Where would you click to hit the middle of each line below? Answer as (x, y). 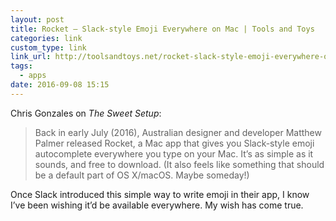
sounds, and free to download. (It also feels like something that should (179, 164)
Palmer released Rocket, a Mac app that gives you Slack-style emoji (174, 143)
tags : (21, 66)
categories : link (46, 38)
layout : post (37, 19)
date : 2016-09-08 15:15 (60, 85)
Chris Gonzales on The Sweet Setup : (86, 113)
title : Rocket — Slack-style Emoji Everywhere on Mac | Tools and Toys (162, 29)
